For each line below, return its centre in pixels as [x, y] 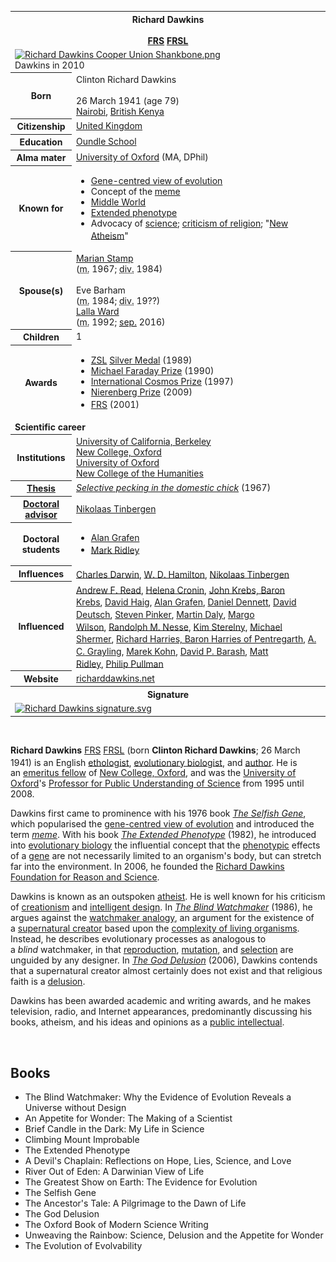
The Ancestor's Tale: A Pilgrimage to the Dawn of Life [135, 1203]
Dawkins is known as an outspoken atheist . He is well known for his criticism [168, 897]
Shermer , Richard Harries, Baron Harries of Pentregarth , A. [196, 639]
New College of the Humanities [139, 473]
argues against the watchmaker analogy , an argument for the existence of [162, 918]
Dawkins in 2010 [49, 65]
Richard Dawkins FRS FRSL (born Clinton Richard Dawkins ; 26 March [155, 750]
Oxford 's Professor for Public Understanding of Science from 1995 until [157, 783]
